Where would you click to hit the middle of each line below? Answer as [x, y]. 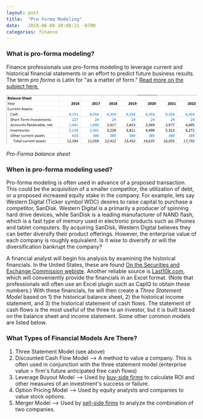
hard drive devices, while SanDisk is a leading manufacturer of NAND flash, [100, 215]
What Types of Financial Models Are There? [72, 338]
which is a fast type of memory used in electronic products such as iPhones [101, 221]
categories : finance [32, 32]
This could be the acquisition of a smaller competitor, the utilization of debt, [100, 189]
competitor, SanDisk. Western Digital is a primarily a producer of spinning [98, 208]
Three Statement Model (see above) [60, 351]
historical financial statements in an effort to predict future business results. [100, 73]
